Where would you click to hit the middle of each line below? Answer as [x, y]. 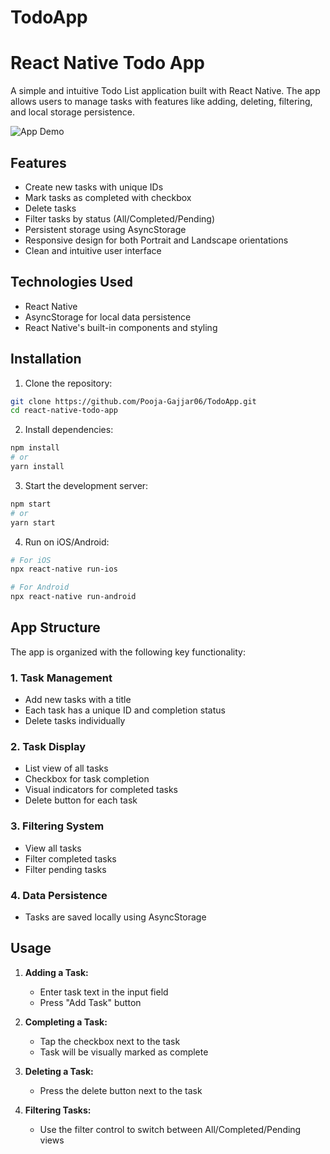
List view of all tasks [66, 768]
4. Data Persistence [59, 895]
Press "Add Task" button [90, 1002]
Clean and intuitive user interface [93, 250]
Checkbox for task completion [87, 779]
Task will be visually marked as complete [124, 1052]
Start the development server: [86, 485]
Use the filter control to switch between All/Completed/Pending [170, 1129]
